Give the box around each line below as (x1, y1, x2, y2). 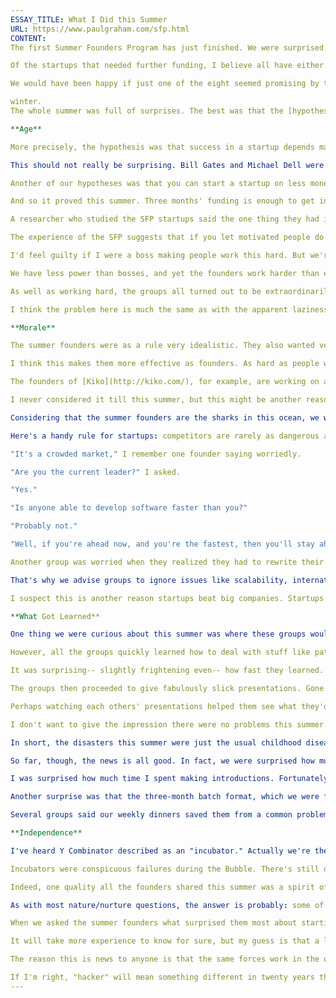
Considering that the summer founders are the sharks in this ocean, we (10, 412, 320, 423)
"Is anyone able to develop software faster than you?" (10, 503, 248, 513)
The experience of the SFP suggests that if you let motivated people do (10, 232, 325, 243)
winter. (10, 97, 43, 107)
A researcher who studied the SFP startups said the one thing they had (10, 214, 320, 225)
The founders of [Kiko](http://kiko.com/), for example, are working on (10, 377, 320, 387)
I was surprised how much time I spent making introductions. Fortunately (10, 774, 329, 784)
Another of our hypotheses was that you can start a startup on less (10, 178, 307, 188)
